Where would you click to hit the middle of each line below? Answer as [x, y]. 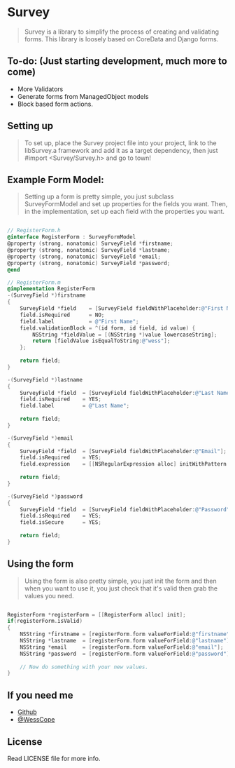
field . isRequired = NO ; [62, 315]
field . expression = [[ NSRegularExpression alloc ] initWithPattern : [125, 464]
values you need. [49, 595]
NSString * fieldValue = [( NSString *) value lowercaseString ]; [125, 335]
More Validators [40, 89]
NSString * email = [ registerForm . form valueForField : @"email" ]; [122, 647]
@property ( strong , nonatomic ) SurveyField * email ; [84, 257]
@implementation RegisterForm [51, 289]
